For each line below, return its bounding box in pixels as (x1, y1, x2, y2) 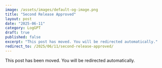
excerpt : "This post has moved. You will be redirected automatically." (5, 39, 158, 44)
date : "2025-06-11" (5, 21, 45, 26)
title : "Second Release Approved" (5, 12, 77, 17)
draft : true (5, 30, 30, 35)
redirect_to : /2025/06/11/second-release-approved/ (5, 44, 114, 49)
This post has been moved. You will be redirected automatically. (5, 57, 135, 63)
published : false (5, 35, 41, 40)
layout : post (5, 16, 32, 21)
